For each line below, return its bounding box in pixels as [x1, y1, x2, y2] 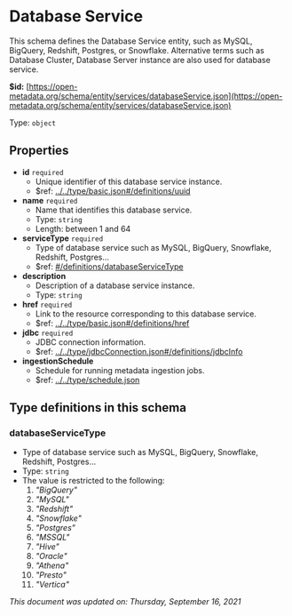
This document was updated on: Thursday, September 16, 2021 [9, 596, 241, 607]
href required [21, 299, 73, 309]
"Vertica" [35, 580, 69, 590]
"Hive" [35, 541, 59, 552]
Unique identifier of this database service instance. [35, 176, 223, 187]
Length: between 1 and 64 [35, 223, 131, 234]
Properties [9, 143, 69, 158]
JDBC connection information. [35, 336, 146, 348]
